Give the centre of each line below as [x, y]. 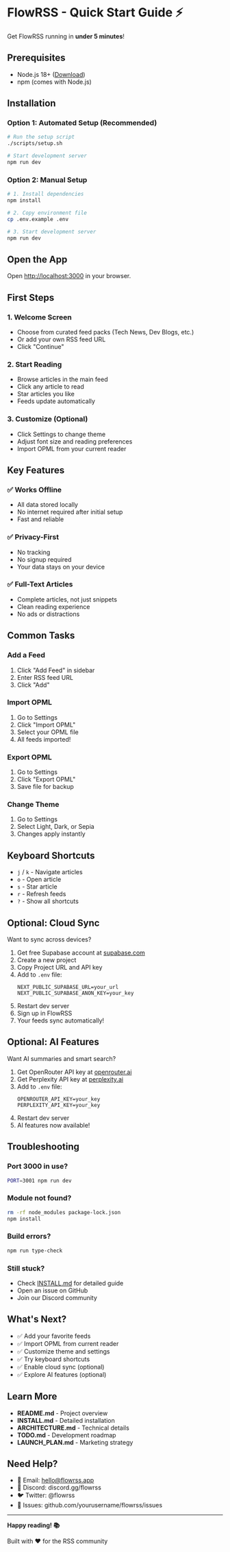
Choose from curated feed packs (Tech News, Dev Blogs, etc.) [105, 332]
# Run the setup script [41, 137]
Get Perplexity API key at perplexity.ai [70, 1079]
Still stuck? [26, 1268]
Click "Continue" [40, 346]
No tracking [34, 552]
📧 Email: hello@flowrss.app [55, 1481]
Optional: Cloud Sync [53, 923]
